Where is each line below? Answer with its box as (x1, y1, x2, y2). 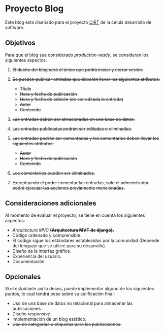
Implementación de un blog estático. (12, 316, 87, 322)
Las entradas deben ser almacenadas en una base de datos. (12, 116, 135, 122)
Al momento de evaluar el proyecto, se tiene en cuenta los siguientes (5, 212, 145, 218)
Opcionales (5, 272, 41, 281)
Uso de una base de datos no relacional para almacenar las (12, 300, 133, 306)
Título (19, 86, 32, 92)
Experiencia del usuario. (12, 253, 62, 259)
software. (5, 24, 25, 30)
